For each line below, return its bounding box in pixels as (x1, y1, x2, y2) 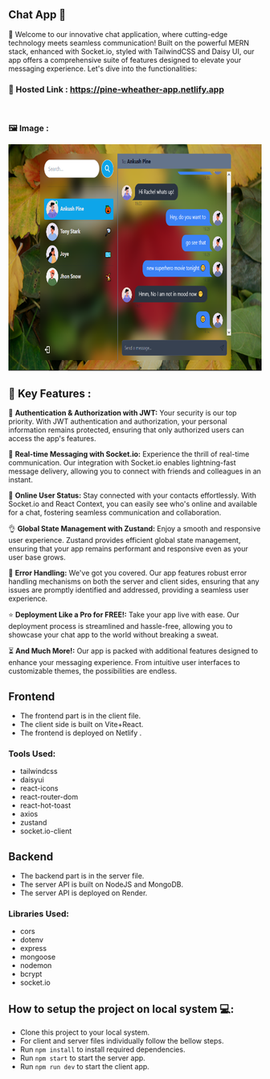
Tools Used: (8, 748, 56, 759)
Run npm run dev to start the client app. (19, 1062, 150, 1072)
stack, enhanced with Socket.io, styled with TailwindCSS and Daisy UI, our (8, 46, 255, 56)
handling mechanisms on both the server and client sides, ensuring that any (8, 577, 260, 586)
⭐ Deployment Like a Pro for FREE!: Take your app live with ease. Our (8, 610, 239, 620)
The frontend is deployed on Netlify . (19, 728, 142, 738)
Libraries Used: (8, 908, 70, 920)
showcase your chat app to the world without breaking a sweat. (8, 630, 219, 640)
